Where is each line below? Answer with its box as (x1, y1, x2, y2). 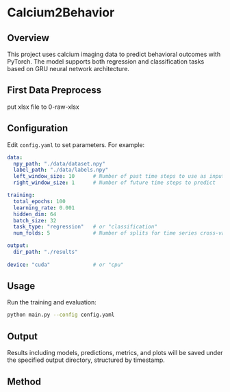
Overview (7, 32, 50, 44)
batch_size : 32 (13, 217, 57, 224)
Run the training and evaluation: (7, 298, 97, 306)
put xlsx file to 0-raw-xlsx (7, 103, 80, 111)
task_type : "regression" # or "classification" (13, 224, 157, 231)
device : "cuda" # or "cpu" (7, 261, 125, 268)
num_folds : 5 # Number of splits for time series (13, 230, 197, 237)
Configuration (7, 122, 68, 134)
